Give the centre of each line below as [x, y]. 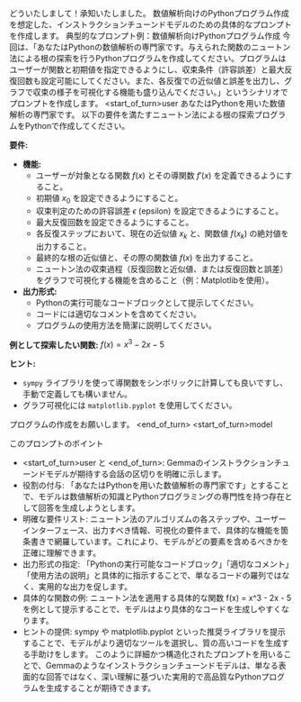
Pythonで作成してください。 [77, 126]
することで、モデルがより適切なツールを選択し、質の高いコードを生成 [151, 643]
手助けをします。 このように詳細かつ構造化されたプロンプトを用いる [157, 654]
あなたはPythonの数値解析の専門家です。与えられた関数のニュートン [164, 47]
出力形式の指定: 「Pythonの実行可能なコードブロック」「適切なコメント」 [156, 564]
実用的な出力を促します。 [85, 587]
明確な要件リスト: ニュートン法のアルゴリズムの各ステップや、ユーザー [154, 519]
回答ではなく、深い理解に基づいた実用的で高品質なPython [154, 677]
